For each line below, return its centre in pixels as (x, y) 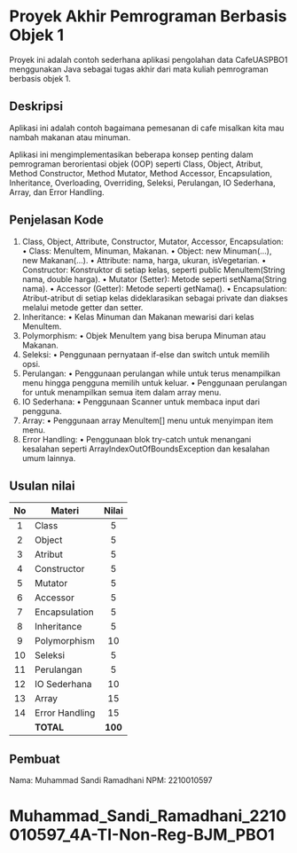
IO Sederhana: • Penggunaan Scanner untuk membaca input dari (141, 402)
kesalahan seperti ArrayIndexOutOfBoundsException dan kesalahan (146, 449)
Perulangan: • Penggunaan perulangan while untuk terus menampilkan (151, 373)
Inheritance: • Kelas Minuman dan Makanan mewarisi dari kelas (138, 317)
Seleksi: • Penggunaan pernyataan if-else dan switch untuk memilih (146, 354)
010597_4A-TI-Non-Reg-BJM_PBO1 (142, 835)
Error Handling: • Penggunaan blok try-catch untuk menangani (137, 439)
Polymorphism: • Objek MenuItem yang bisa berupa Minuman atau (144, 335)
